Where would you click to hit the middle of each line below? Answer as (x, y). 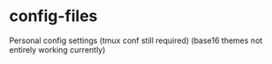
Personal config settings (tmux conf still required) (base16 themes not (136, 40)
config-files (53, 16)
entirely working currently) (57, 49)
